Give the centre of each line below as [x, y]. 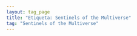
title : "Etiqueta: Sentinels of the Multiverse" [69, 18]
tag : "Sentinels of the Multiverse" [52, 23]
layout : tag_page [28, 12]
